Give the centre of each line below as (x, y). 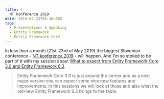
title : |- (15, 10)
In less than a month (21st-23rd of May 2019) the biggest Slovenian (73, 50)
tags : (11, 23)
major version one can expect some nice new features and (76, 80)
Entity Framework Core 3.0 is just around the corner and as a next (83, 76)
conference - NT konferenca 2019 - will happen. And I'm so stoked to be (78, 56)
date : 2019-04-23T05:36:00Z (34, 19)
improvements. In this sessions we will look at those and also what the (88, 86)
